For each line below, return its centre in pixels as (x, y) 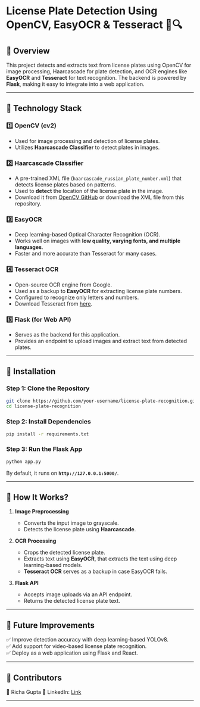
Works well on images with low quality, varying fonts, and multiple (98, 241)
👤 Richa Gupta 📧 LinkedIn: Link (44, 692)
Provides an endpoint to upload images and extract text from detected (101, 341)
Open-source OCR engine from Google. (63, 285)
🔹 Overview (28, 51)
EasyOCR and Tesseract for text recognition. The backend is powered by (96, 78)
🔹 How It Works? (37, 498)
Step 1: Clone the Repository (48, 388)
